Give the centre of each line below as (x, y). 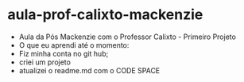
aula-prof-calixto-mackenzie (105, 15)
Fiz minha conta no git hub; (64, 53)
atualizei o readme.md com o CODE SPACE (89, 70)
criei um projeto (45, 62)
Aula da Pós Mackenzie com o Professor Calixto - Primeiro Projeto (127, 37)
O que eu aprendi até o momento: (74, 45)
